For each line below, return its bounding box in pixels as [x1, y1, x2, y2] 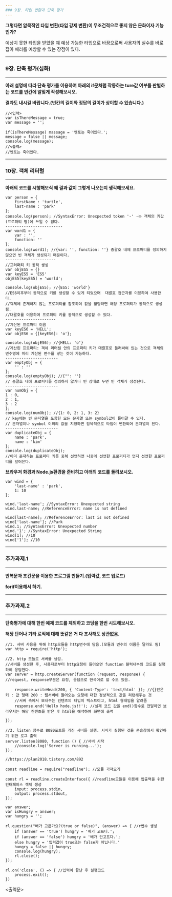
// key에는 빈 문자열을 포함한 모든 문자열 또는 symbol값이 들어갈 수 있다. [5, 416, 146, 421]
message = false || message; [5, 134, 68, 139]
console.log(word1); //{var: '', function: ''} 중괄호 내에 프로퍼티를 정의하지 [5, 247, 167, 252]
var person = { [5, 195, 38, 200]
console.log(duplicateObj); [5, 449, 66, 454]
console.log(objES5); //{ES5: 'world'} [5, 285, 91, 290]
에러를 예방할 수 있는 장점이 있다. [14, 46, 80, 52]
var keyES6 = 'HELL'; [5, 327, 52, 332]
